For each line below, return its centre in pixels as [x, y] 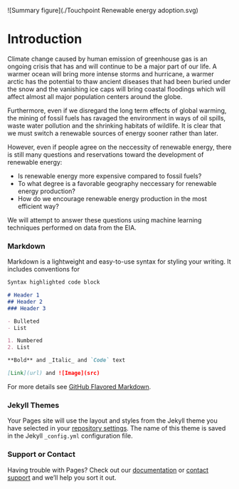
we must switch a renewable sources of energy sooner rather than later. [113, 133]
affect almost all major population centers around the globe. [95, 96]
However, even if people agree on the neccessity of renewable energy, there [119, 147]
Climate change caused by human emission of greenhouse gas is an [107, 58]
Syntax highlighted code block [54, 282]
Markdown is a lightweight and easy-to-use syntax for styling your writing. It [119, 262]
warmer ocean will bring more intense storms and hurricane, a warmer [111, 73]
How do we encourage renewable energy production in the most [112, 198]
